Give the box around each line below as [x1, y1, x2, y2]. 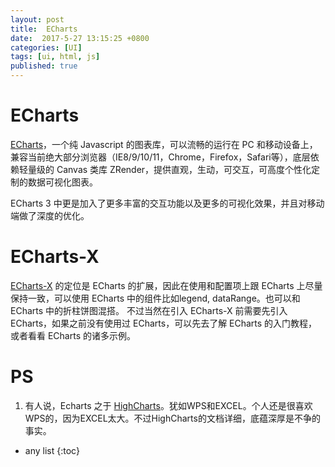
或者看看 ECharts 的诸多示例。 [10, 329, 136, 341]
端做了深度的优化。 [10, 209, 90, 221]
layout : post [10, 14, 65, 25]
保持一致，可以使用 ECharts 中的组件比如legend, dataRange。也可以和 [10, 292, 301, 304]
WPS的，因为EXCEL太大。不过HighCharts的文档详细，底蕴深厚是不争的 [24, 412, 321, 424]
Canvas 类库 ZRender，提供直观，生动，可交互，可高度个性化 [56, 163, 312, 175]
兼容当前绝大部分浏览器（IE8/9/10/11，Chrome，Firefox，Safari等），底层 [10, 151, 311, 163]
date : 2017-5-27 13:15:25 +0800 [10, 33, 150, 43]
